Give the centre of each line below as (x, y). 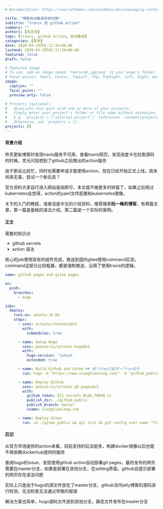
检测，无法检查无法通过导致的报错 (43, 491)
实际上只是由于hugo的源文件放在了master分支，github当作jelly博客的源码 (78, 485)
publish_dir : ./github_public (57, 400)
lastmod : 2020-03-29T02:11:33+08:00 (42, 50)
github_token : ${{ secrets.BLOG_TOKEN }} (69, 396)
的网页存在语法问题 (24, 474)
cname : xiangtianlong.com (53, 410)
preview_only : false (30, 95)
